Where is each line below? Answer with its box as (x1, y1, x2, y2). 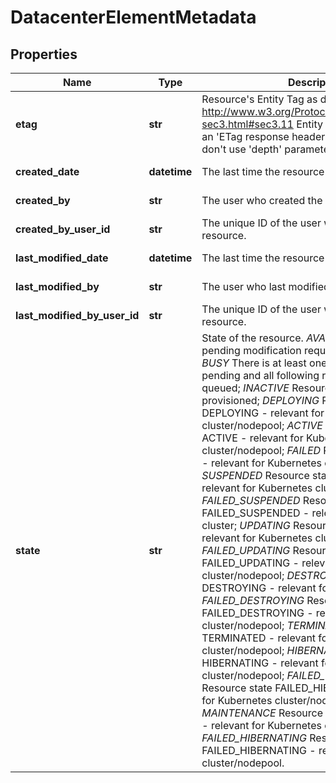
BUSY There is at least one (201, 356, 328, 370)
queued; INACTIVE (201, 381, 290, 395)
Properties (10, 46, 78, 63)
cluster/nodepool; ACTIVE (201, 419, 323, 432)
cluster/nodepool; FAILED (201, 444, 322, 457)
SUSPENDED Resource (201, 469, 310, 482)
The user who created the (201, 194, 323, 207)
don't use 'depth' (201, 142, 282, 156)
